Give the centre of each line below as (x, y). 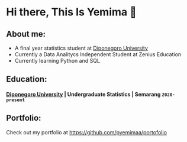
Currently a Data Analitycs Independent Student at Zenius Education (98, 54)
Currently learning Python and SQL (57, 61)
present (16, 100)
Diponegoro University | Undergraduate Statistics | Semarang (83, 94)
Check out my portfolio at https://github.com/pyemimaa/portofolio (87, 132)
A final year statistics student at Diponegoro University (81, 48)
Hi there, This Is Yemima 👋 (72, 12)
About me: (26, 34)
